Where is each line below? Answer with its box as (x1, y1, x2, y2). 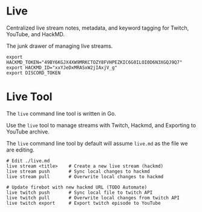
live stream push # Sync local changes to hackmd (6, 168, 150, 175)
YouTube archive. (6, 128, 50, 135)
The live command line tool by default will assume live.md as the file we (6, 140, 188, 147)
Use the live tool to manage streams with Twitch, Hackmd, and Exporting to (6, 121, 197, 129)
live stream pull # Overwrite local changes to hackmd (6, 173, 164, 179)
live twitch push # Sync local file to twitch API (6, 189, 153, 196)
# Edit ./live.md (6, 158, 50, 164)
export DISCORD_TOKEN (6, 69, 61, 76)
